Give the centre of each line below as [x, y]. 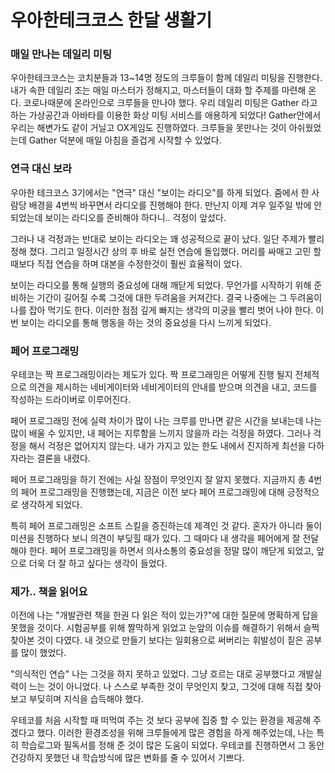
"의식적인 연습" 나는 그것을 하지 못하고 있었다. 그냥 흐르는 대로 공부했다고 [153, 674]
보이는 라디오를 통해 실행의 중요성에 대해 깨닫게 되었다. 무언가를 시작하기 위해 [161, 285]
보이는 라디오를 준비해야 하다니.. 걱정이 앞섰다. [135, 217]
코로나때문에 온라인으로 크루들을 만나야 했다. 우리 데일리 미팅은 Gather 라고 [170, 103]
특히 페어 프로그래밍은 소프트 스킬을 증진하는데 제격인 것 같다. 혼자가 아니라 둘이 [166, 526]
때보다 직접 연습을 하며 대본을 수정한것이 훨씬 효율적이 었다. [126, 263]
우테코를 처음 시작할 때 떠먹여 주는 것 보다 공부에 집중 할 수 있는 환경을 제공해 [161, 720]
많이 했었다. [43, 653]
